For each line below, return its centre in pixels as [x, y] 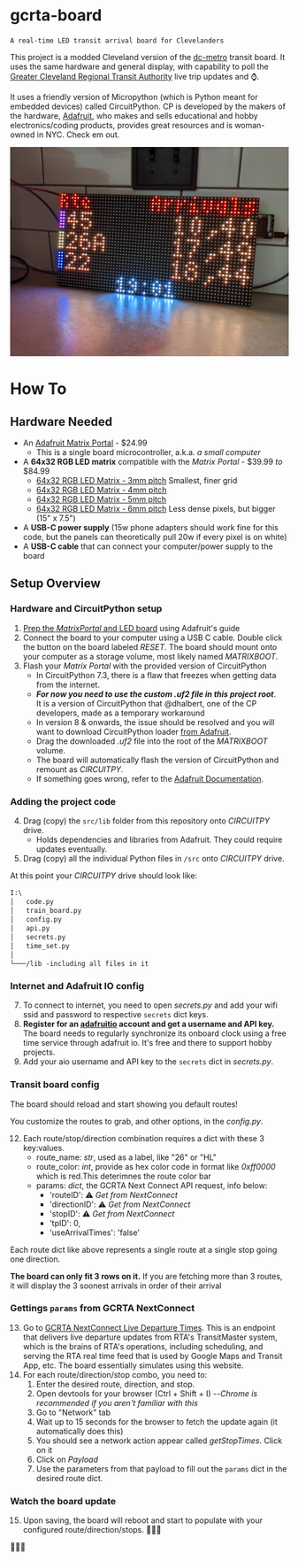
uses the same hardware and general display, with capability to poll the [139, 66]
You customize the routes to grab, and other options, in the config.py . [137, 1121]
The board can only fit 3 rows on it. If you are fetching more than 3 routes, [146, 1276]
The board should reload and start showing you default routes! [124, 1104]
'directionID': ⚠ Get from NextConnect [120, 1204]
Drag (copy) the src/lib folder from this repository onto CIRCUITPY [146, 821]
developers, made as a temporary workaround [121, 713]
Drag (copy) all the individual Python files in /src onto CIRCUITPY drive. [154, 858]
